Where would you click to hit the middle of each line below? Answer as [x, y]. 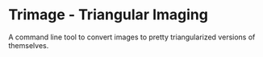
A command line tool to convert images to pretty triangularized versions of [132, 37]
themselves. [29, 45]
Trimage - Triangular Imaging [108, 15]
